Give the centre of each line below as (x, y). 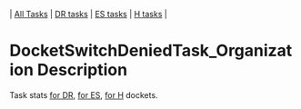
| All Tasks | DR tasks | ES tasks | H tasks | (89, 14)
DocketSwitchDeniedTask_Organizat (151, 51)
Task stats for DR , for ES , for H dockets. (84, 94)
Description (82, 70)
